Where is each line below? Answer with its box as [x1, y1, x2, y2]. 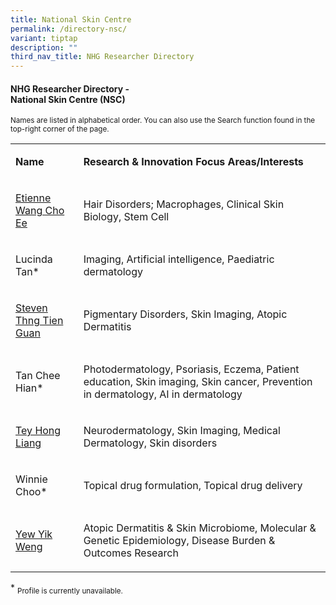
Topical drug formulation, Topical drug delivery [83, 479, 303, 493]
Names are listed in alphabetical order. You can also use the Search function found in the [10, 116, 316, 126]
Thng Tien [15, 314, 64, 328]
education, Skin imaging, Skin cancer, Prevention [83, 375, 313, 389]
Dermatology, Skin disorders [83, 436, 218, 450]
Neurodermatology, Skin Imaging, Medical [83, 424, 281, 438]
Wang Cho [15, 204, 65, 218]
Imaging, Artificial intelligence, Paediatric [83, 252, 275, 266]
